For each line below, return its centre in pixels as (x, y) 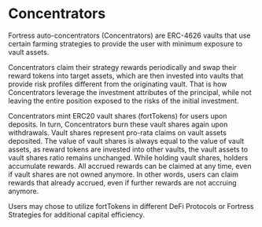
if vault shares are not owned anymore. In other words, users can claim (123, 174)
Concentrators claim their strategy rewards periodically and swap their (123, 67)
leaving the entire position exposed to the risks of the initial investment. (124, 101)
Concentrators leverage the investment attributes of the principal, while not (130, 92)
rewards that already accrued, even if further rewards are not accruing (123, 182)
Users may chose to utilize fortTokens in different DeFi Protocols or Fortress (131, 206)
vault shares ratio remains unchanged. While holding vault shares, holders (128, 157)
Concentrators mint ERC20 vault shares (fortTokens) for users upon (118, 115)
